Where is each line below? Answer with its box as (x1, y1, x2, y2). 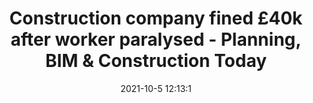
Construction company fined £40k (9, 7, 303, 30)
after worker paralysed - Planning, (10, 28, 302, 51)
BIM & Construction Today (44, 50, 268, 72)
